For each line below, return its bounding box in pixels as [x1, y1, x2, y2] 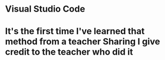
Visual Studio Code [5, 3, 85, 15]
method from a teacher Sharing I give [5, 36, 160, 47]
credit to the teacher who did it [5, 46, 133, 58]
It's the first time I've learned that [5, 26, 145, 37]
